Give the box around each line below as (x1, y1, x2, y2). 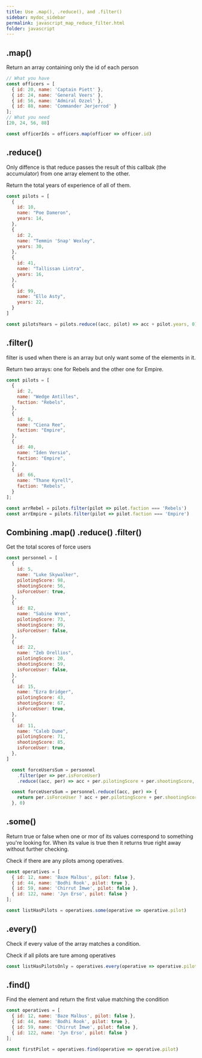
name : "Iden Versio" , (17, 449, 71, 455)
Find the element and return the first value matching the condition (6, 996, 170, 1003)
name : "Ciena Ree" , (17, 422, 66, 428)
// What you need (6, 115, 50, 121)
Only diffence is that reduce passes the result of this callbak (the (6, 163, 167, 171)
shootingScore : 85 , (17, 740, 66, 746)
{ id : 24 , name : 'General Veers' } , (11, 92, 103, 98)
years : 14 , (17, 216, 44, 222)
